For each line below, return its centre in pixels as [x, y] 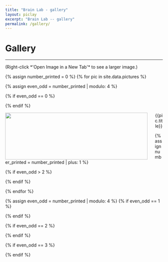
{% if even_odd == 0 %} [30, 96]
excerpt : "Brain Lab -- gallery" [40, 19]
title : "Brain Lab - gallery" [37, 10]
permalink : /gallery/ [28, 24]
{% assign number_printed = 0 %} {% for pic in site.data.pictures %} [76, 77]
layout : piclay [21, 14]
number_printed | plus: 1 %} [60, 162]
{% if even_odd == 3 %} [30, 245]
